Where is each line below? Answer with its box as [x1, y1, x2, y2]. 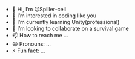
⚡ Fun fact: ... [12, 47, 45, 54]
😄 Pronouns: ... [12, 40, 51, 48]
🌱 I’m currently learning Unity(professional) [12, 19, 120, 25]
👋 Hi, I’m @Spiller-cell [12, 6, 67, 13]
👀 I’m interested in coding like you [12, 12, 97, 19]
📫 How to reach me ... [12, 32, 68, 39]
